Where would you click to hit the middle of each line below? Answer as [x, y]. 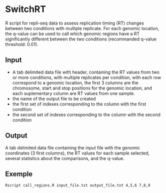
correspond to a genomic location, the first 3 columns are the [75, 82]
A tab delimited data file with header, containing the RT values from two [86, 72]
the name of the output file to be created [54, 98]
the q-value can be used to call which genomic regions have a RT [73, 33]
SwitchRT [26, 9]
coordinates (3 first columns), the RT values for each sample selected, [77, 153]
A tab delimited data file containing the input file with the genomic [73, 147]
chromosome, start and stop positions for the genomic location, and [82, 88]
